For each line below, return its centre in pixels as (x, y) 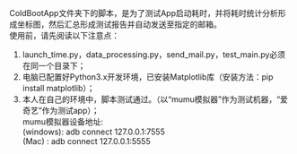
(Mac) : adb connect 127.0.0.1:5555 (86, 141)
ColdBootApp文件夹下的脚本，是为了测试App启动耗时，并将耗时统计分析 (144, 13)
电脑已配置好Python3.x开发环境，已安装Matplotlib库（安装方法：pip (148, 77)
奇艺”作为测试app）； (61, 111)
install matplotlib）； (59, 88)
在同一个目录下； (54, 66)
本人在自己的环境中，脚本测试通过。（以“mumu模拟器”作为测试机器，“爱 (155, 99)
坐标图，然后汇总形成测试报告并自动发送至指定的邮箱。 (119, 24)
